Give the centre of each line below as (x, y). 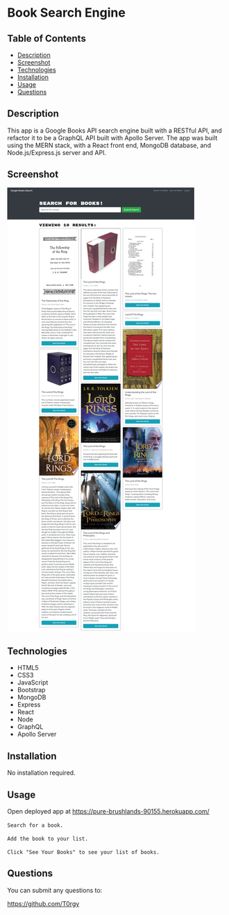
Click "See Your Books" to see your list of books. (83, 853)
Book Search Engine (67, 13)
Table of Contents (47, 39)
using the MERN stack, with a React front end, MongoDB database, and (109, 145)
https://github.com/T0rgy (43, 903)
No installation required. (41, 773)
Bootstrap (31, 690)
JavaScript (33, 682)
